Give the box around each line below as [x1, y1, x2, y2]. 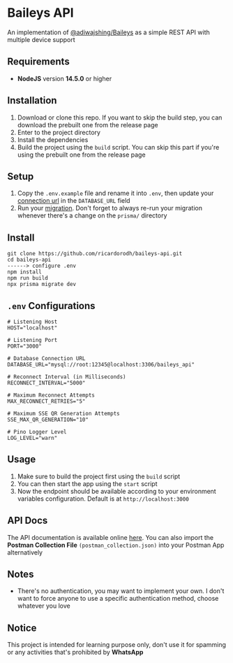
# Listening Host [7, 318, 58, 325]
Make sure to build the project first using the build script [17, 472, 181, 480]
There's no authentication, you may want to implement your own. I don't [17, 587, 225, 595]
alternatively [7, 548, 43, 557]
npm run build [7, 275, 49, 282]
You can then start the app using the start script [17, 479, 158, 487]
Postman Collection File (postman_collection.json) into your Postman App [7, 541, 225, 549]
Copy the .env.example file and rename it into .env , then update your [17, 189, 214, 197]
